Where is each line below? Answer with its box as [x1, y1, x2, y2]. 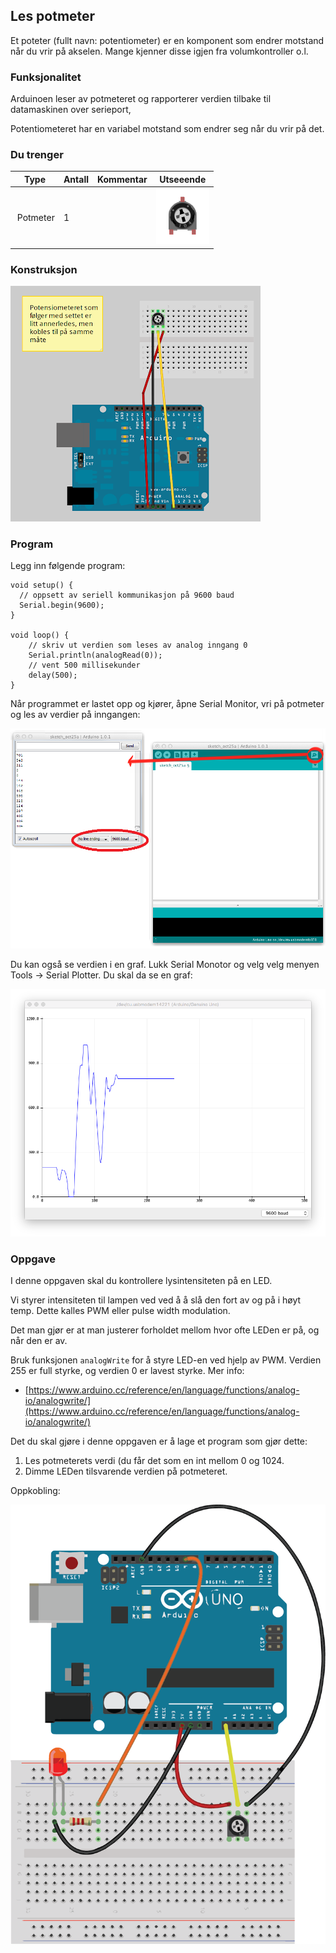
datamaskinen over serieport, [10, 104, 132, 116]
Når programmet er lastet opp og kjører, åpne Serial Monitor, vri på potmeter [10, 698, 325, 710]
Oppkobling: [10, 1485, 61, 1497]
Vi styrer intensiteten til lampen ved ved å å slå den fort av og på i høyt [10, 1294, 302, 1306]
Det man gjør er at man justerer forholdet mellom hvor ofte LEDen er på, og [10, 1324, 320, 1336]
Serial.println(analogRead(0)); [28, 650, 163, 661]
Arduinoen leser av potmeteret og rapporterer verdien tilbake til [10, 93, 272, 105]
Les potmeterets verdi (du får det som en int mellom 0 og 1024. [24, 1455, 285, 1467]
